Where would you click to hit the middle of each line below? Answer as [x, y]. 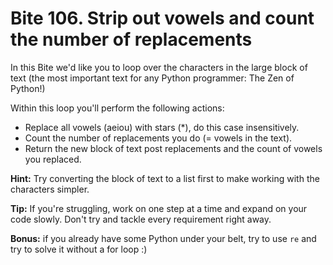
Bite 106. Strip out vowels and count [162, 18]
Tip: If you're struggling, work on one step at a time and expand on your [159, 208]
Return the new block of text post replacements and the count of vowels [173, 148]
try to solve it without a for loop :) [79, 249]
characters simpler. [50, 189]
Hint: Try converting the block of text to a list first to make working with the [165, 178]
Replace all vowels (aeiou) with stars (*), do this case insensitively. [162, 127]
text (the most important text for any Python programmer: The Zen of [152, 78]
